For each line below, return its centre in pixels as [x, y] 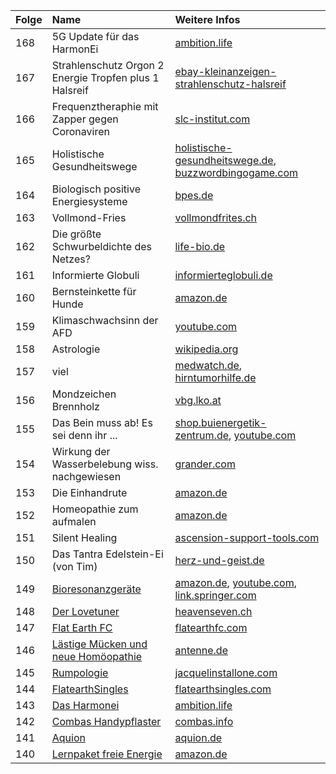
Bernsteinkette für [94, 291]
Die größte [76, 234]
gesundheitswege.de [224, 160]
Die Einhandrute [89, 492]
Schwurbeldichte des [101, 246]
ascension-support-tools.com [247, 537]
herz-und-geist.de [219, 560]
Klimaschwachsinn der [105, 320]
